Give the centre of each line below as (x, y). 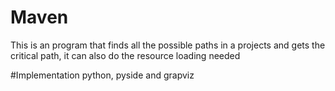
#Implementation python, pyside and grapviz (102, 75)
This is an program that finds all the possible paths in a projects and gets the (168, 45)
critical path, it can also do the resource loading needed (125, 55)
